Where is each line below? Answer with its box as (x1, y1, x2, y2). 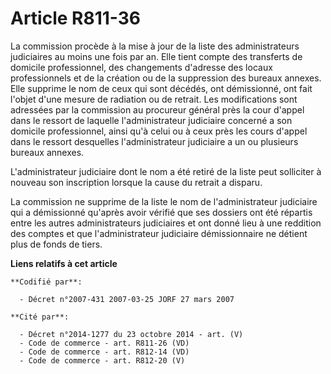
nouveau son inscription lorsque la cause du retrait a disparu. (10, 176, 263, 188)
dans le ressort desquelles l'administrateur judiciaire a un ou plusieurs (10, 135, 299, 147)
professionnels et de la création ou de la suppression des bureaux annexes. (10, 72, 322, 84)
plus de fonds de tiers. (10, 238, 103, 250)
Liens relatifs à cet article (10, 257, 118, 269)
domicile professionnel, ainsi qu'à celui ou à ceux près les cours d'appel (10, 125, 308, 137)
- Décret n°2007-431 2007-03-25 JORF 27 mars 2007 (19, 294, 235, 304)
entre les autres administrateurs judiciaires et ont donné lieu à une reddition (10, 217, 322, 229)
